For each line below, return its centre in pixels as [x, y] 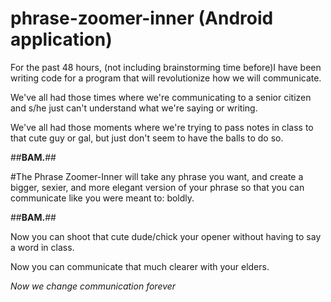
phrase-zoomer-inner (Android [142, 18]
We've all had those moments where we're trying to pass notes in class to [162, 127]
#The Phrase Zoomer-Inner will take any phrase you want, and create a [157, 176]
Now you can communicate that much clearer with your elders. [140, 266]
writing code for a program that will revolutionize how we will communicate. [166, 78]
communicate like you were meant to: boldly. [102, 198]
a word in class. [42, 247]
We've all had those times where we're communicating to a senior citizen [161, 97]
